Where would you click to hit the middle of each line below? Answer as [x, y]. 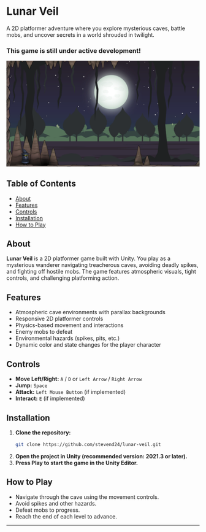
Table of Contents [41, 184]
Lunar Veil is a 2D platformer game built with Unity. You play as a [88, 258]
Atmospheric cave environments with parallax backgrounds [90, 312]
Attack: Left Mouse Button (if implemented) [71, 392]
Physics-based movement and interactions [69, 325]
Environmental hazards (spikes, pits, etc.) [67, 338]
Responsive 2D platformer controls [59, 319]
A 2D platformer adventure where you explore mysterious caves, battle [96, 28]
